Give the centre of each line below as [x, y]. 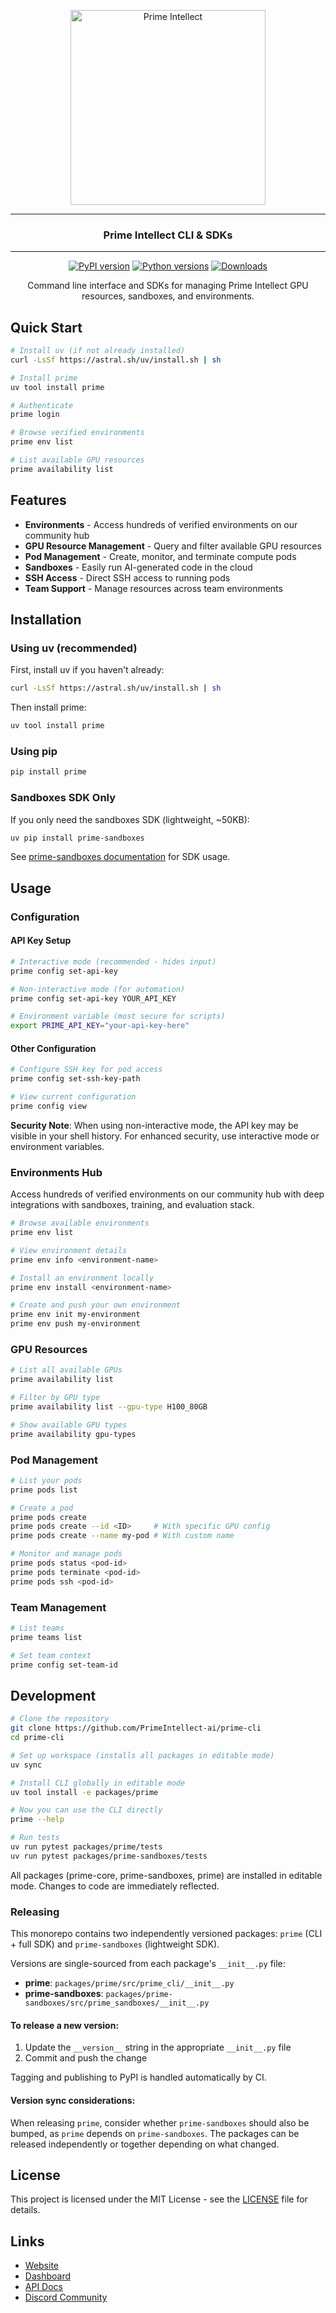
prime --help [37, 1820]
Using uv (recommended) [74, 648]
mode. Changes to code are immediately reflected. [115, 1886]
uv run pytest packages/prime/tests [86, 1847]
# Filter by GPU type [55, 1398]
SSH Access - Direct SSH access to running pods [127, 577]
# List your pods [46, 1480]
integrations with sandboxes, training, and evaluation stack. [132, 1205]
